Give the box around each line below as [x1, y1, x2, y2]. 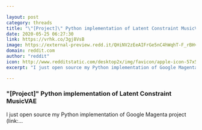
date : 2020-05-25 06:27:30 [6, 31, 74, 37]
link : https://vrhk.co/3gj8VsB [6, 37, 85, 43]
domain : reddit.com [6, 48, 55, 54]
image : [6, 42, 23, 48]
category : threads [6, 19, 52, 26]
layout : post [6, 14, 39, 20]
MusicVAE [6, 97, 37, 105]
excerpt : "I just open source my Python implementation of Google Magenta [6, 64, 198, 70]
